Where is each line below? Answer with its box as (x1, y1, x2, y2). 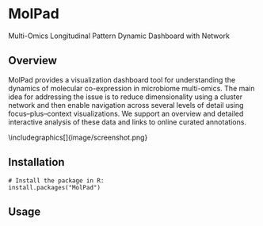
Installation (8, 155, 65, 169)
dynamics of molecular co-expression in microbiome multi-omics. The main (8, 83, 255, 93)
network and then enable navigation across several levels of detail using (8, 100, 244, 109)
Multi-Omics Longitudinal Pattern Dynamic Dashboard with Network (8, 31, 230, 40)
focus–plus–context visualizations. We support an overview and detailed (8, 109, 244, 118)
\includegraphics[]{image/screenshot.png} (8, 132, 148, 142)
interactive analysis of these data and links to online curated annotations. (8, 117, 247, 127)
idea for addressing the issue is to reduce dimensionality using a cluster (8, 92, 243, 102)
